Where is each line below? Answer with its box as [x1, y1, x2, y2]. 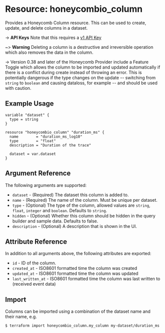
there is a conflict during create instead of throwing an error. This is [5, 69, 142, 75]
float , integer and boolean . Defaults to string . [12, 207, 107, 213]
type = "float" [9, 138, 56, 144]
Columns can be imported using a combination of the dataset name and [5, 308, 151, 314]
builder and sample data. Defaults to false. [12, 218, 99, 224]
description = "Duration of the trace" [9, 143, 92, 148]
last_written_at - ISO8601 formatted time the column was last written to [12, 276, 161, 282]
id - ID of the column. [12, 260, 57, 266]
